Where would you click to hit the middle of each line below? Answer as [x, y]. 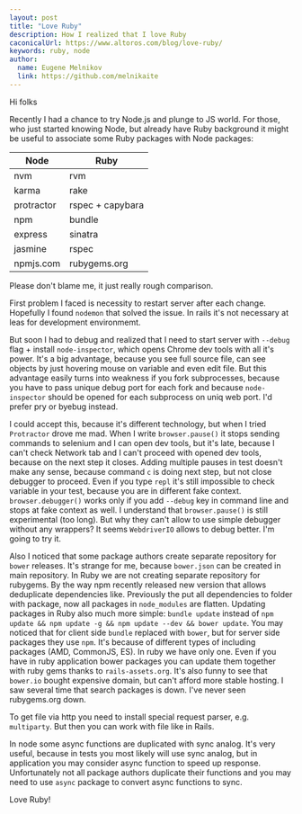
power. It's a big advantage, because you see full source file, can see [138, 358]
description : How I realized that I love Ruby [98, 34]
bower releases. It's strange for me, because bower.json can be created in [145, 565]
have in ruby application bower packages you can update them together [143, 661]
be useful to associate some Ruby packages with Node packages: [132, 138]
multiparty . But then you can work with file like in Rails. [112, 726]
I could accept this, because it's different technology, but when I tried [138, 424]
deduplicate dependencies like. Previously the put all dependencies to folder [151, 594]
